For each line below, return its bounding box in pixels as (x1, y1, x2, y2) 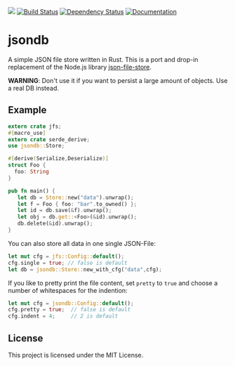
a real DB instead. (8, 84, 59, 92)
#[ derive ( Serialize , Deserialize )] (8, 155, 109, 162)
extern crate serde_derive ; (8, 136, 90, 143)
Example (8, 104, 47, 116)
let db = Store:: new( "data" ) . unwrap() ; (17, 194, 134, 201)
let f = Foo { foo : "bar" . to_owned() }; (17, 200, 137, 207)
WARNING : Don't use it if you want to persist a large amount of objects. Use (8, 76, 228, 84)
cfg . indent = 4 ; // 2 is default (8, 313, 119, 320)
